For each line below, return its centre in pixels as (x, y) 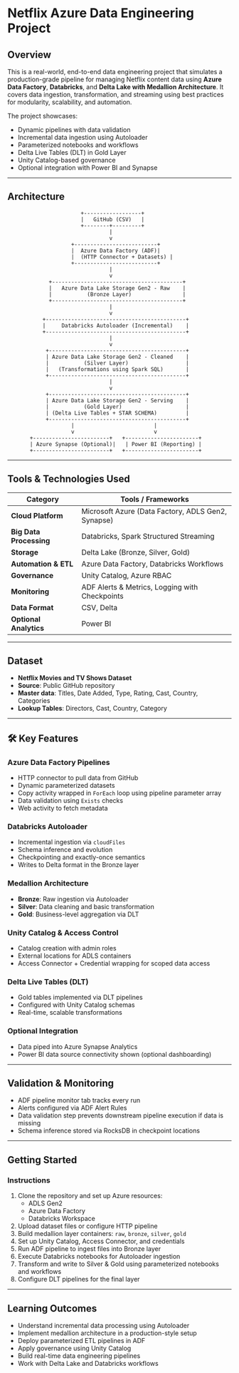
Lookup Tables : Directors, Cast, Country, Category (92, 709)
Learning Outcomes (52, 1308)
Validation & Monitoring (61, 1083)
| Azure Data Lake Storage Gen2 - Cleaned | (117, 357)
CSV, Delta (100, 607)
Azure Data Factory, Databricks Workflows (153, 564)
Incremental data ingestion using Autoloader (83, 137)
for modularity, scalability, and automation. (70, 102)
